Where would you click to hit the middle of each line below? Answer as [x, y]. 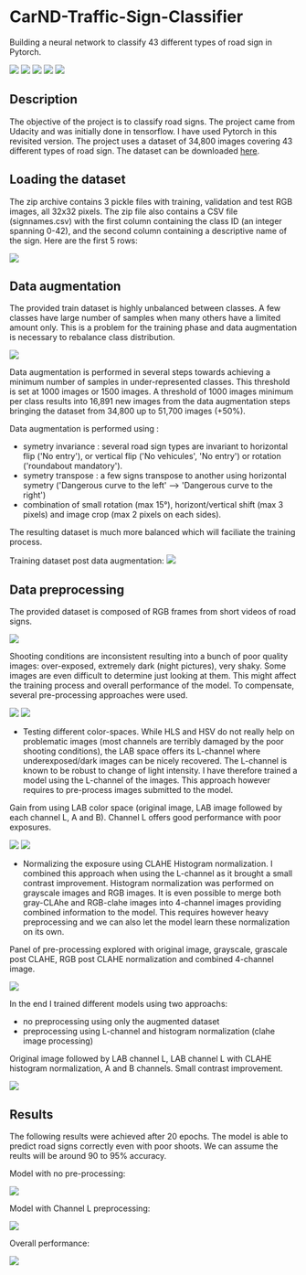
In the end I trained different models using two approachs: [119, 1004]
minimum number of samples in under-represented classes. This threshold [150, 382]
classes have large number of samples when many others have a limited [145, 318]
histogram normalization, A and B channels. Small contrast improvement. [146, 1068]
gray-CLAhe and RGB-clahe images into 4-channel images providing [152, 903]
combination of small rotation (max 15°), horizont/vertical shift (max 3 [153, 505]
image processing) [58, 1041]
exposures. [31, 827]
